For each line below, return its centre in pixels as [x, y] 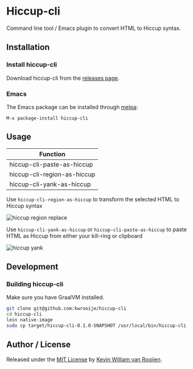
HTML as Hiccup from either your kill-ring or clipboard [75, 235]
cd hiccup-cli [24, 314]
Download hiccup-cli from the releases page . [63, 78]
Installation [28, 47]
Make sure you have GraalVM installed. [55, 298]
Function [52, 154]
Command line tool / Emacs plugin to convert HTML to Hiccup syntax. [94, 28]
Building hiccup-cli [35, 284]
